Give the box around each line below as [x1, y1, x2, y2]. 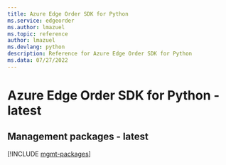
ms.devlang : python [7, 43, 65, 50]
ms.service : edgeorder [7, 17, 75, 24]
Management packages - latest [7, 131, 149, 143]
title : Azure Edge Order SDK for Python [7, 10, 129, 18]
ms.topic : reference [7, 30, 69, 38]
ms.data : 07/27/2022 [7, 57, 69, 64]
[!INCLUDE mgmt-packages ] [7, 149, 91, 158]
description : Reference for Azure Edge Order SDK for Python [7, 50, 193, 58]
